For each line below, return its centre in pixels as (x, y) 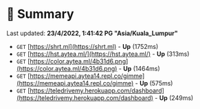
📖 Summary (40, 14)
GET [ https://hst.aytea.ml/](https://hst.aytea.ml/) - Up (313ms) (103, 54)
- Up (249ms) (174, 98)
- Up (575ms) (154, 83)
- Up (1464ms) (140, 68)
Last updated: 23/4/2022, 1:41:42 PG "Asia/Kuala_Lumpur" (92, 33)
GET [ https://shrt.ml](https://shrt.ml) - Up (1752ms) (87, 46)
